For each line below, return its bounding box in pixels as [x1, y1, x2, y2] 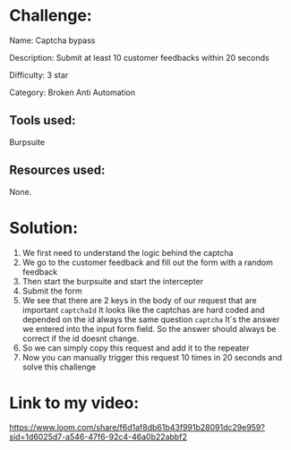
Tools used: [9, 113, 76, 128]
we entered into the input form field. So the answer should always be [21, 323, 277, 334]
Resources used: [9, 163, 106, 178]
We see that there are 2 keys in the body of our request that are [21, 294, 257, 305]
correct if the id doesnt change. [21, 333, 140, 344]
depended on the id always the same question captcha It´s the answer [21, 314, 280, 325]
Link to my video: [9, 393, 140, 412]
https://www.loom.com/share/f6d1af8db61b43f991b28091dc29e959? [9, 422, 266, 433]
